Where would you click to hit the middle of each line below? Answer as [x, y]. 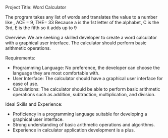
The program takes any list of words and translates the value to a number [81, 17]
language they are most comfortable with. [56, 73]
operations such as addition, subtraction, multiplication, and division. [84, 94]
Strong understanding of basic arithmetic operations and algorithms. [84, 125]
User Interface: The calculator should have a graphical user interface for [88, 78]
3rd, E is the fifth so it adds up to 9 [41, 28]
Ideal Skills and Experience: [34, 104]
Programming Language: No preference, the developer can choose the [86, 68]
